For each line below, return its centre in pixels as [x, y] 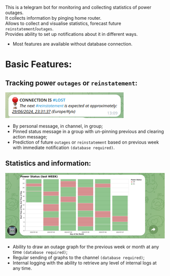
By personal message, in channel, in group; [58, 126]
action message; [30, 137]
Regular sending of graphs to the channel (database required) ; [79, 257]
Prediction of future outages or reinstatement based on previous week [86, 142]
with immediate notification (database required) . [63, 148]
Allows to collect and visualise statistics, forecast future [63, 23]
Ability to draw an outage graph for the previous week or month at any [86, 247]
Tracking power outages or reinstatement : [71, 83]
